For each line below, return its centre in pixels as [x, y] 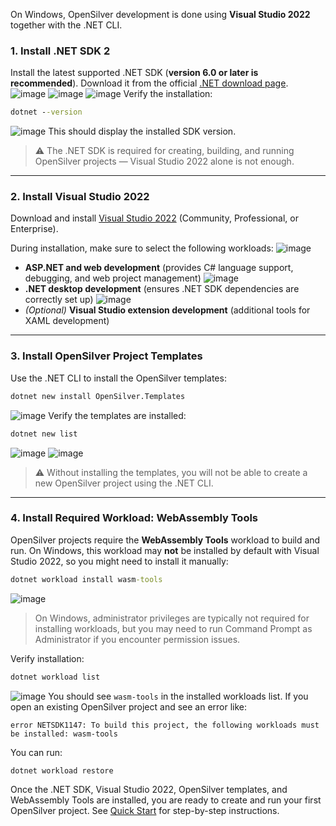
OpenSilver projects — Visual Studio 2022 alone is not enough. [164, 161]
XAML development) [67, 321]
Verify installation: [47, 658]
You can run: [36, 752]
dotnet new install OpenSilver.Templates [98, 396]
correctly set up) [59, 300]
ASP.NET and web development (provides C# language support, [159, 268]
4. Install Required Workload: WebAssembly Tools [134, 518]
